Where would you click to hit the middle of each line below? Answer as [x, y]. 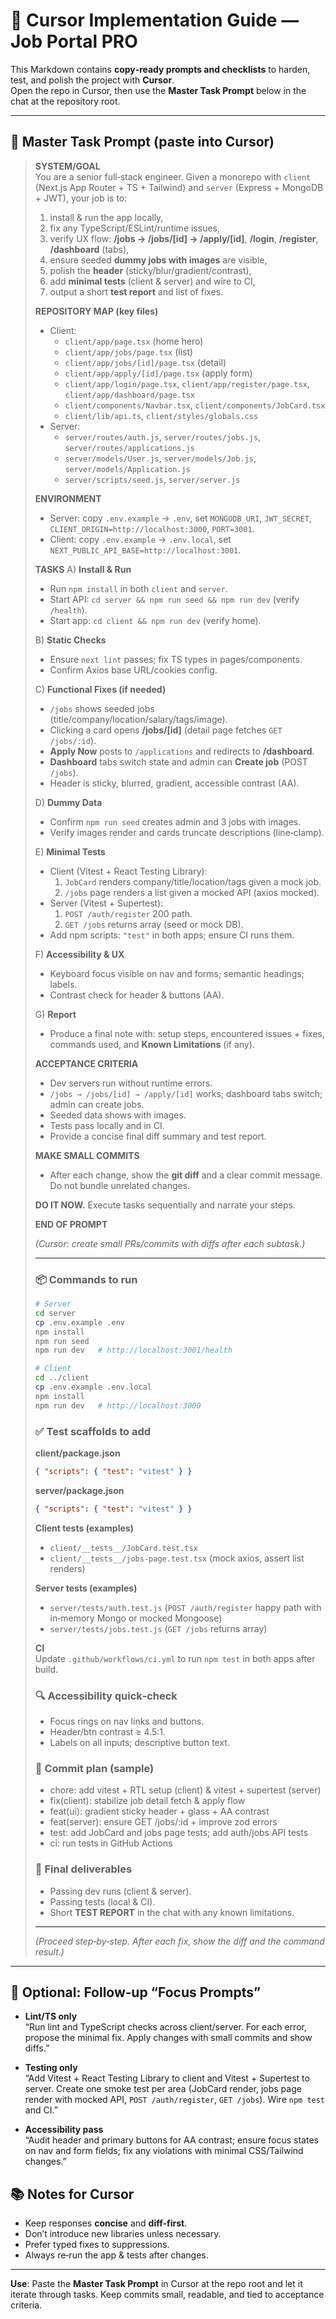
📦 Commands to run [86, 1279]
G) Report [55, 1014]
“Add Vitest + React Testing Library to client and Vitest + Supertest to [167, 2078]
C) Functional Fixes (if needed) [100, 689]
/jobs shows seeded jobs [102, 708]
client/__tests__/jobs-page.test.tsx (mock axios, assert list [177, 1558]
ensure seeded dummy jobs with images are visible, [158, 260]
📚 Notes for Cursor [72, 2194]
